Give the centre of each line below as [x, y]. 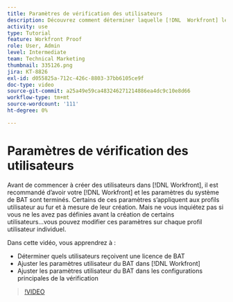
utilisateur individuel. [37, 229]
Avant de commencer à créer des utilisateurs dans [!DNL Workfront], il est [113, 185]
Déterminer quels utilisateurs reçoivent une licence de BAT [101, 256]
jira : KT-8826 [28, 72]
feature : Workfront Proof [44, 40]
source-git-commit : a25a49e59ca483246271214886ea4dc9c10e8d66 [99, 91]
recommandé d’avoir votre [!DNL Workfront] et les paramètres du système [113, 192]
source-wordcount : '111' [43, 104]
